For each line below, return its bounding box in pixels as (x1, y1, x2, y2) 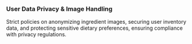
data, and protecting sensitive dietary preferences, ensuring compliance (6, 24, 183, 32)
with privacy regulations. (6, 31, 67, 38)
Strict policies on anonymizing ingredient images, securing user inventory (6, 18, 187, 26)
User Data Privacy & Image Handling (6, 5, 113, 13)
